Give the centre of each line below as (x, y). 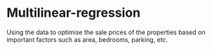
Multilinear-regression (74, 13)
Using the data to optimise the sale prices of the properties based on (106, 32)
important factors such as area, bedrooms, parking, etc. (87, 39)
